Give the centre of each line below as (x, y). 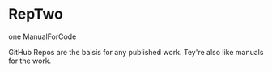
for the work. (30, 61)
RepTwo (36, 14)
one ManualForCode (42, 36)
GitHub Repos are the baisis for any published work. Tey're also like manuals (136, 52)
